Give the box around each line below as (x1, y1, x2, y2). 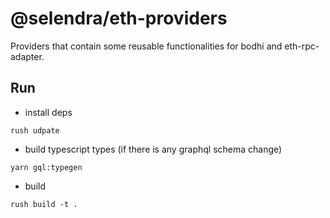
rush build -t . (10, 199, 78, 209)
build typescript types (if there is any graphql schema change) (24, 143, 283, 155)
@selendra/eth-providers (10, 7, 228, 30)
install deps (24, 106, 73, 118)
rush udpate (10, 125, 60, 136)
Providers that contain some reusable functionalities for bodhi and (10, 40, 283, 52)
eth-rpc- (284, 40, 320, 52)
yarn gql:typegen (10, 162, 83, 172)
